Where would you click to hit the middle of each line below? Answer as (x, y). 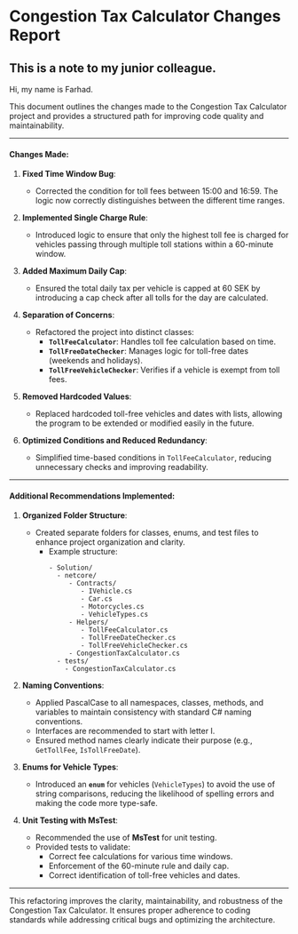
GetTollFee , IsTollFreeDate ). (88, 750)
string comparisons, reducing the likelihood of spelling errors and (155, 794)
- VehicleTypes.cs (114, 615)
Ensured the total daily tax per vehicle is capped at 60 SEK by (148, 288)
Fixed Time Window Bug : (69, 174)
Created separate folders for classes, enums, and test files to (147, 533)
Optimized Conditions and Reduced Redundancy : (115, 441)
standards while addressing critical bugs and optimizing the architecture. (142, 920)
